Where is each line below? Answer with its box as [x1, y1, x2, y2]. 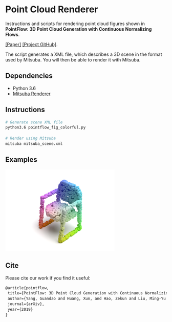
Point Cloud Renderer [5, 4, 98, 15]
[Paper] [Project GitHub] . [5, 41, 58, 47]
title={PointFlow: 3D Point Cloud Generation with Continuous [7, 291, 143, 296]
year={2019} [7, 307, 33, 312]
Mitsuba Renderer [12, 91, 51, 97]
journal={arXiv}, [7, 302, 45, 307]
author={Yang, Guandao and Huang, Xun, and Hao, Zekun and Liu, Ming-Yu [7, 296, 166, 302]
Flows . [5, 31, 20, 37]
